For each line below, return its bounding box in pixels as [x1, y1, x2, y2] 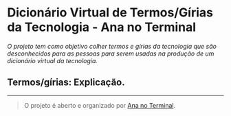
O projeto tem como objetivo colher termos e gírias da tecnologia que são [7, 42, 217, 50]
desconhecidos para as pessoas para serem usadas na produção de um [7, 49, 214, 58]
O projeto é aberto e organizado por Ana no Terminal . [23, 101, 176, 109]
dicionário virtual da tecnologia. [7, 56, 98, 65]
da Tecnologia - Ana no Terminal [7, 19, 197, 35]
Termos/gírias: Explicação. [7, 77, 125, 89]
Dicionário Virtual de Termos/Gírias [7, 5, 213, 21]
